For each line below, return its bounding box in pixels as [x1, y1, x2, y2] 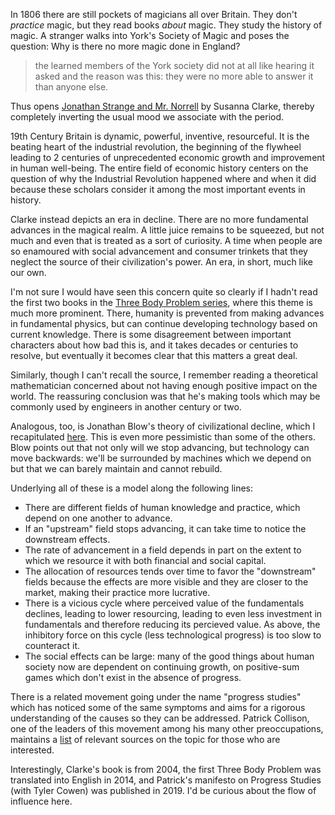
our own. [10, 267, 47, 278]
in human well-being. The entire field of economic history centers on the [10, 162, 309, 174]
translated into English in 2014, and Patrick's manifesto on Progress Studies [10, 774, 322, 786]
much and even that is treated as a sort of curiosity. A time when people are [10, 235, 323, 246]
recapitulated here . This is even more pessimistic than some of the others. [10, 431, 316, 443]
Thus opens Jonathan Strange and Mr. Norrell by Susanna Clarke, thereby [10, 100, 315, 112]
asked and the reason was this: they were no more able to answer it [34, 70, 314, 82]
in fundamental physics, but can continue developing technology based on [10, 318, 318, 329]
